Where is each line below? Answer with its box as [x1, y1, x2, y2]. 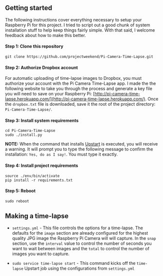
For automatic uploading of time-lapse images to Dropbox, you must [5, 75, 142, 81]
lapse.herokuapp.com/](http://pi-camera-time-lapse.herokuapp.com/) [5, 96, 145, 102]
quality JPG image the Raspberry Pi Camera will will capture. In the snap [12, 235, 156, 241]
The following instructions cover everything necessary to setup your [5, 17, 142, 22]
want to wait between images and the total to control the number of [12, 245, 150, 251]
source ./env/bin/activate [5, 173, 60, 178]
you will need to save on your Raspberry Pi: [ [5, 91, 95, 97]
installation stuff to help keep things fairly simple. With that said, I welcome [5, 27, 155, 33]
